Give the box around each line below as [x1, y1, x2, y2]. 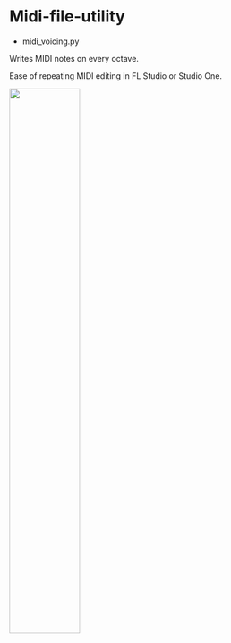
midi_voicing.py [21, 36, 80, 47]
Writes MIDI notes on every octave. [9, 53, 139, 63]
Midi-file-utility [9, 6, 125, 27]
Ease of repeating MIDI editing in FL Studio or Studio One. [9, 70, 222, 81]
